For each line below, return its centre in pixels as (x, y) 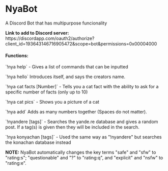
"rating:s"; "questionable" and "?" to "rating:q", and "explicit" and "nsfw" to (84, 158)
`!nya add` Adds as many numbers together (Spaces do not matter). (76, 112)
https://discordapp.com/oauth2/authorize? (50, 38)
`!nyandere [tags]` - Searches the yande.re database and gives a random (82, 122)
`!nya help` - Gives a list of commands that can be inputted (67, 67)
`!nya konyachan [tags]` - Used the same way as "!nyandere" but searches (83, 137)
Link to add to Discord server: (37, 33)
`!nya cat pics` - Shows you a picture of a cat (52, 102)
